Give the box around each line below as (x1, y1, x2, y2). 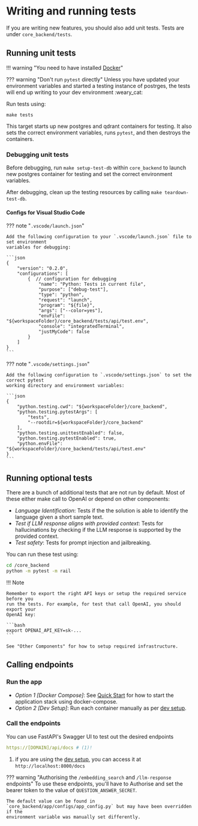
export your (6, 606, 36, 613)
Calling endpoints (6, 660, 74, 670)
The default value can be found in (6, 798, 95, 804)
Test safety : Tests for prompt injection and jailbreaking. (14, 539, 152, 546)
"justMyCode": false (38, 329, 90, 335)
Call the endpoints (6, 719, 61, 728)
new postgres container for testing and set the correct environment (6, 171, 173, 178)
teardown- (164, 190, 189, 196)
